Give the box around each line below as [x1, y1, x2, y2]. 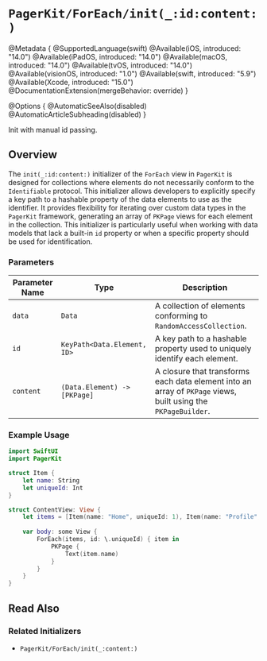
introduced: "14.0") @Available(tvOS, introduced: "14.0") [8, 60, 193, 70]
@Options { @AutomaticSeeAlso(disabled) [8, 101, 147, 110]
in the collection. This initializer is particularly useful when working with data [8, 219, 258, 229]
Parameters [8, 257, 54, 268]
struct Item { [8, 470, 56, 477]
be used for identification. [8, 237, 93, 246]
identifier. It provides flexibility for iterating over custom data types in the [8, 203, 246, 212]
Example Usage [8, 429, 70, 440]
